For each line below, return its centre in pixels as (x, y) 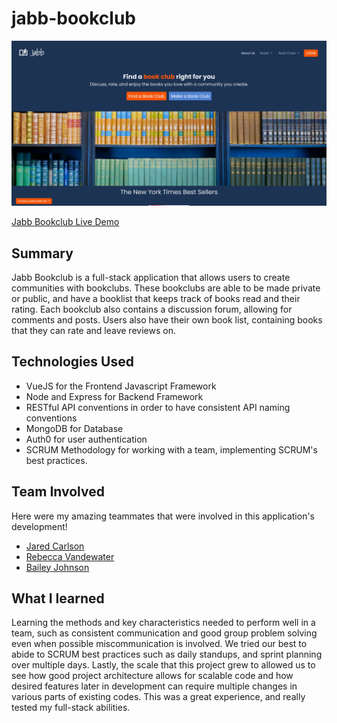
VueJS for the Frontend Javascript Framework (121, 386)
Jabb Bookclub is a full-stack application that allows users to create (151, 278)
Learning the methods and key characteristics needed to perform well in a (163, 623)
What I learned (58, 598)
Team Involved (58, 492)
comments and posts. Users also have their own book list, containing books (167, 320)
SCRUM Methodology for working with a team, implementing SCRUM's (171, 449)
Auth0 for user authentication (86, 439)
